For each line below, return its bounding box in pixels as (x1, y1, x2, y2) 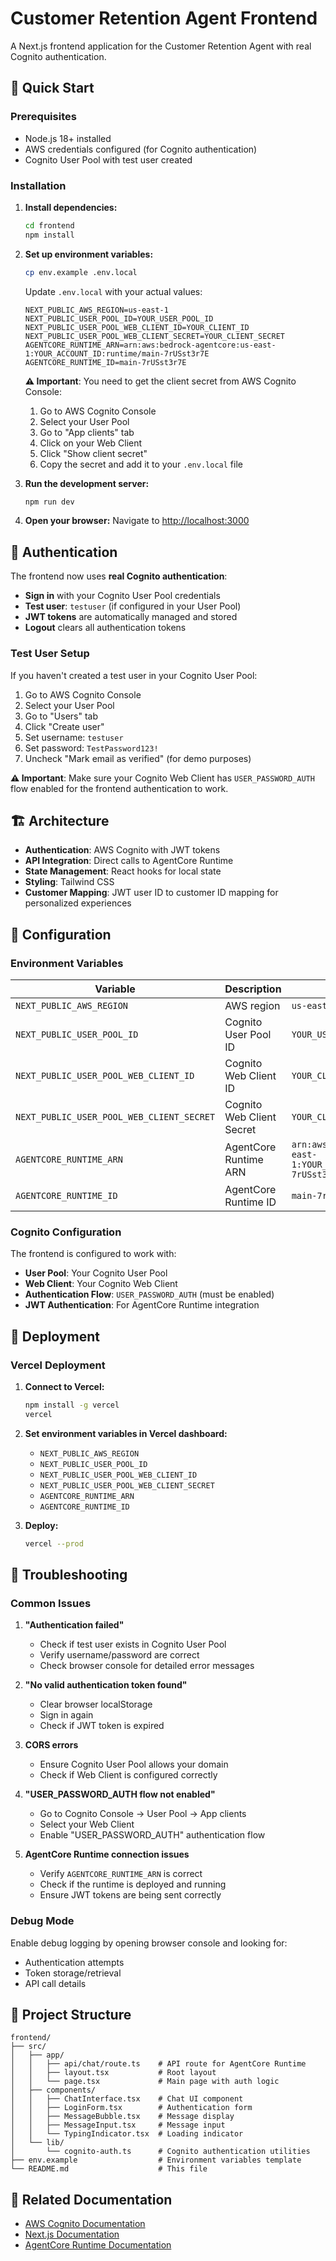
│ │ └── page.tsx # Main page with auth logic (10, 2077, 280, 2087)
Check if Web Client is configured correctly (39, 1769, 218, 1781)
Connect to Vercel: (24, 1381, 105, 1393)
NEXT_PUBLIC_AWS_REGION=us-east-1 (24, 305, 169, 315)
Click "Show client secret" (39, 447, 148, 459)
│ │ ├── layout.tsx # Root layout (10, 2068, 217, 2078)
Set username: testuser (24, 731, 124, 743)
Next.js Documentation (24, 2228, 120, 2241)
